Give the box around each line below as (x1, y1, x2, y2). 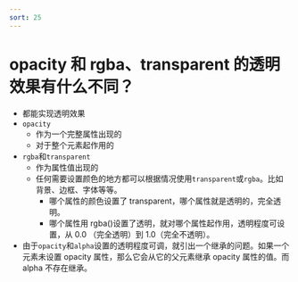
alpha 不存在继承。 (21, 262, 92, 273)
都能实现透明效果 (21, 108, 86, 119)
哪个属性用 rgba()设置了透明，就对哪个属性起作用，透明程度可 (48, 218, 277, 228)
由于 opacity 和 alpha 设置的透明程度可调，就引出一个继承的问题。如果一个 (21, 240, 290, 251)
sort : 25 (9, 12, 42, 22)
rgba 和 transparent (21, 151, 91, 162)
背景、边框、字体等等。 (35, 184, 122, 195)
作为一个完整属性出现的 (35, 129, 122, 139)
